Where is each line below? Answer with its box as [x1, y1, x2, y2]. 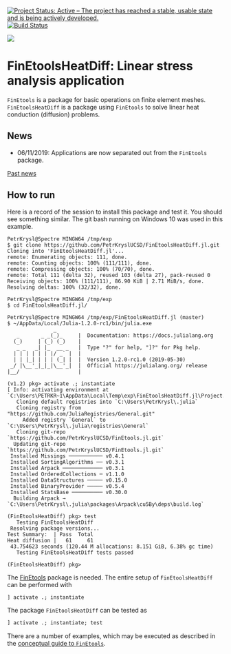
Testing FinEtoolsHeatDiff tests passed [16, 549, 134, 556]
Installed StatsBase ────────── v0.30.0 [10, 489, 128, 495]
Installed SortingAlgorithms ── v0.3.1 [10, 458, 125, 465]
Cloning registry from [16, 404, 81, 411]
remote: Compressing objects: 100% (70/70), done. [7, 265, 155, 272]
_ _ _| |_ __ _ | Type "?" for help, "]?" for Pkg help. [16, 344, 201, 351]
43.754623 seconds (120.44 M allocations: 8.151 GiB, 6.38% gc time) [10, 543, 214, 550]
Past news [7, 169, 36, 177]
